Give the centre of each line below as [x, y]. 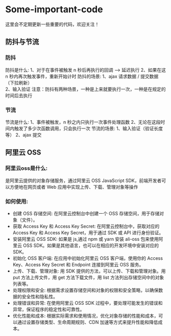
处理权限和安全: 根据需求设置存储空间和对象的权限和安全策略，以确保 [86, 290]
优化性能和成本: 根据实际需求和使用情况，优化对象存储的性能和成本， [86, 316]
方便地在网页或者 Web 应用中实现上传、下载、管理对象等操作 [74, 187]
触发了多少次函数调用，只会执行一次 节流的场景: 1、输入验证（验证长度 [89, 128]
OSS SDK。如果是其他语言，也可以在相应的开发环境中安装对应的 [91, 245]
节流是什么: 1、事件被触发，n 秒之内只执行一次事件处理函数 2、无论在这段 [83, 122]
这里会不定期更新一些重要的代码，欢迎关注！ [52, 24]
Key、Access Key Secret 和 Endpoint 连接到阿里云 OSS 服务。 [78, 264]
